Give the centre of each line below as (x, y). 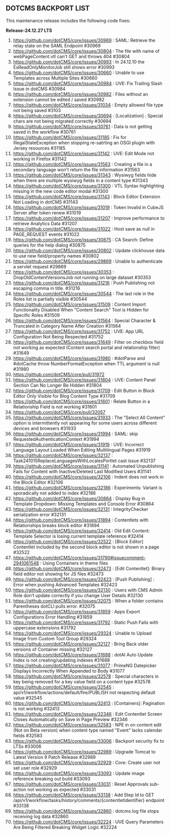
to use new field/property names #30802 (56, 256)
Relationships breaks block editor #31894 (56, 525)
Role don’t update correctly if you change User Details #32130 (78, 595)
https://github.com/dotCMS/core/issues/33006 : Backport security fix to (89, 741)
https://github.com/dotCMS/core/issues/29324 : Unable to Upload (82, 633)
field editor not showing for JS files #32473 (58, 574)
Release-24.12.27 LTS (29, 30)
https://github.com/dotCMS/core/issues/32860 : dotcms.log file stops (86, 811)
